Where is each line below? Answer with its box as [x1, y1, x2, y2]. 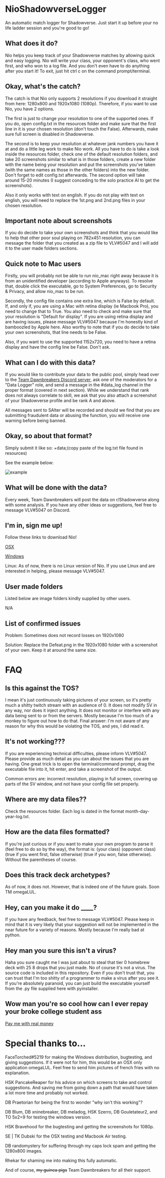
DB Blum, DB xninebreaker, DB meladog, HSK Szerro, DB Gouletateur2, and [5, 1109, 158, 1114]
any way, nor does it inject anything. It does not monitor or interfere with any [5, 707, 160, 713]
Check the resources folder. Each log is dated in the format [5, 808, 124, 814]
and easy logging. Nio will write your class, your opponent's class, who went [5, 58, 160, 64]
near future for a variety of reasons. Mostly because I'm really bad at [5, 927, 144, 933]
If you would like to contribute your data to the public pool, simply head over [5, 372, 160, 377]
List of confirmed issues [5, 619, 81, 628]
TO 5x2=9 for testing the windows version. [5, 1114, 92, 1120]
